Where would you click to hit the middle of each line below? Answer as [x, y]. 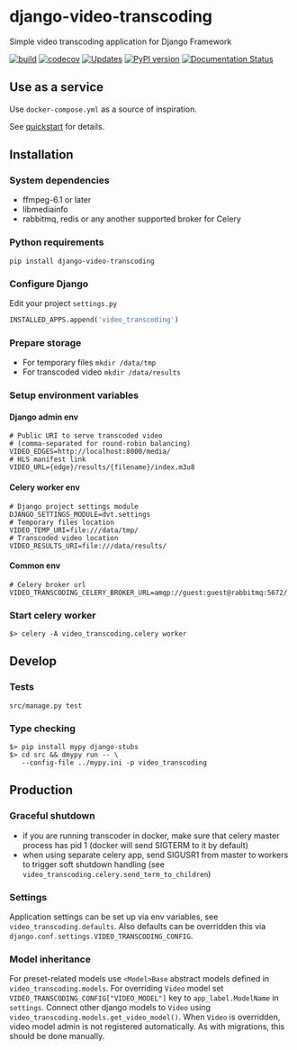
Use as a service [57, 87]
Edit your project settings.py [63, 303]
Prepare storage [45, 342]
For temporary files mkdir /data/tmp [89, 363]
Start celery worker [53, 615]
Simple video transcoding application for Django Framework [121, 41]
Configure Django [49, 284]
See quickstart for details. [57, 126]
